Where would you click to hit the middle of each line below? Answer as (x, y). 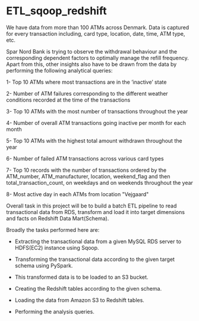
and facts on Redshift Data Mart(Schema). (58, 218)
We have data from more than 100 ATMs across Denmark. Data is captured (98, 27)
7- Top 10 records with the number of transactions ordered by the (86, 170)
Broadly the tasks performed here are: (53, 229)
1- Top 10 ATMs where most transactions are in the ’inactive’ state (86, 82)
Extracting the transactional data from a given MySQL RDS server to (98, 241)
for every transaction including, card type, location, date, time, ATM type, (96, 33)
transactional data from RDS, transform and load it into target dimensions (96, 212)
